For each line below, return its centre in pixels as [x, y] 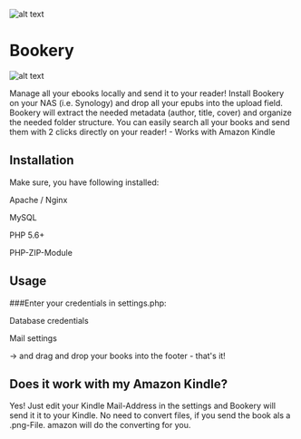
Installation [42, 160]
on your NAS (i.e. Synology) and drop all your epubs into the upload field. [146, 102]
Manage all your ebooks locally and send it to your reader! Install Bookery [147, 93]
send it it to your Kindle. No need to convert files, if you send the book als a [150, 415]
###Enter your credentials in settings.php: [88, 303]
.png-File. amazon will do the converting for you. [100, 425]
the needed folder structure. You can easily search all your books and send [150, 122]
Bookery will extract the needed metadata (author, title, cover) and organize [150, 112]
